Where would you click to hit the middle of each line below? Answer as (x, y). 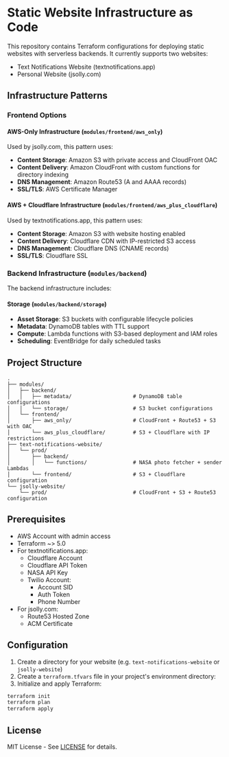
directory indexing (43, 175)
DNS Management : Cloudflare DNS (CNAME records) (93, 248)
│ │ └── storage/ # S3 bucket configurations (110, 408)
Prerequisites (36, 520)
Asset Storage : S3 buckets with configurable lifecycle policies (105, 319)
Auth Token (54, 594)
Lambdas (18, 468)
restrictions (26, 438)
